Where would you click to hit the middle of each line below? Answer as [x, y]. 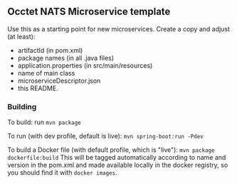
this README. [38, 88]
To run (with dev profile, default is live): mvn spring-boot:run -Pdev [106, 136]
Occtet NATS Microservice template [89, 12]
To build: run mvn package [44, 122]
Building [22, 106]
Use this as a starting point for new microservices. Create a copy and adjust [118, 29]
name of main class [46, 73]
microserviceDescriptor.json [59, 81]
